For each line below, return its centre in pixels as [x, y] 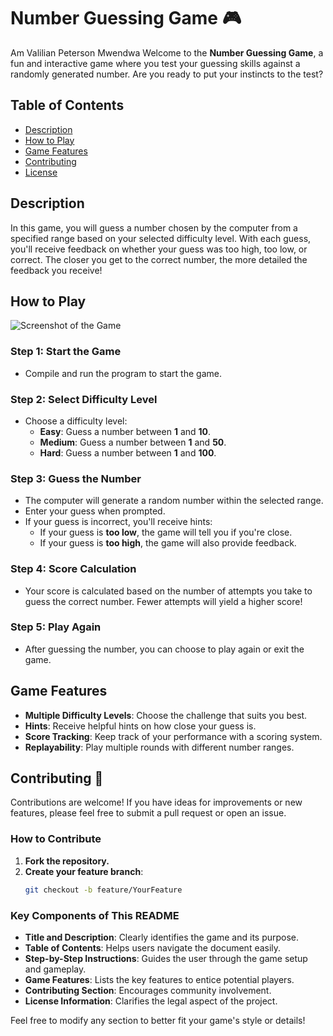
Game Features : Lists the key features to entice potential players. [159, 979]
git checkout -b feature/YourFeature [103, 890]
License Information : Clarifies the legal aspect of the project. [151, 1001]
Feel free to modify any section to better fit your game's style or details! [158, 1020]
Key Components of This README [95, 915]
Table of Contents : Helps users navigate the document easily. [153, 947]
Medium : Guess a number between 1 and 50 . [133, 442]
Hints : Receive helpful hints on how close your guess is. [140, 726]
